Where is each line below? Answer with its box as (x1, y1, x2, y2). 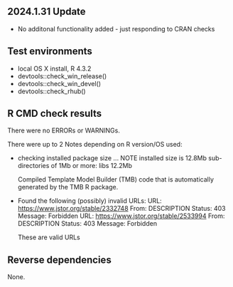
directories (17, 162, 50, 170)
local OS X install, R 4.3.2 (17, 64, 92, 73)
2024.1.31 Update (7, 6, 87, 18)
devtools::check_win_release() (17, 71, 107, 80)
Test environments (7, 46, 92, 58)
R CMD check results (7, 108, 102, 120)
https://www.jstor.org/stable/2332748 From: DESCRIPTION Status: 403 (17, 204, 226, 213)
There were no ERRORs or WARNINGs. (7, 126, 121, 135)
